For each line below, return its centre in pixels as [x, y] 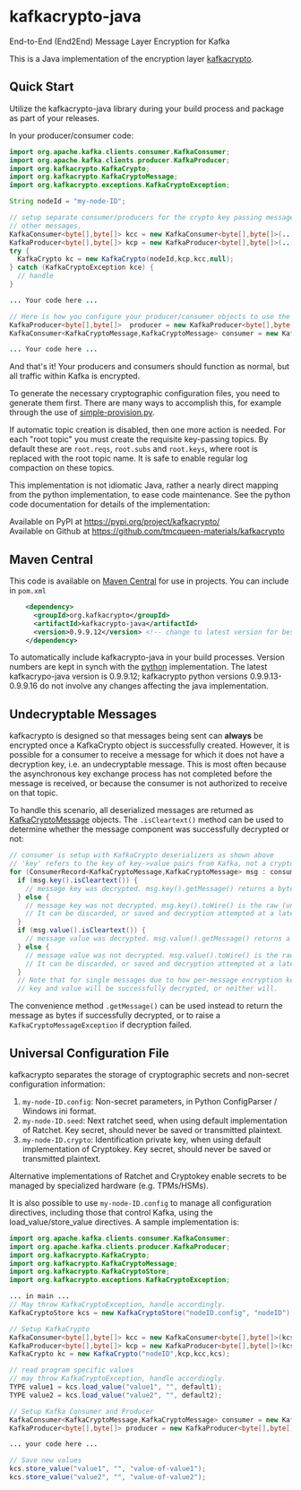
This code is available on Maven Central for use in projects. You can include [149, 581]
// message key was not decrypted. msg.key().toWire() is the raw [152, 905]
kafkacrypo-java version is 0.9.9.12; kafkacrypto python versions [129, 676]
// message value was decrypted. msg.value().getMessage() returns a [158, 939]
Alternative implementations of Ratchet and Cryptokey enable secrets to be [148, 1175]
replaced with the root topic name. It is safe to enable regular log [129, 458]
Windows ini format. [59, 1111]
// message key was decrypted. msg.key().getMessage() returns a [150, 888]
